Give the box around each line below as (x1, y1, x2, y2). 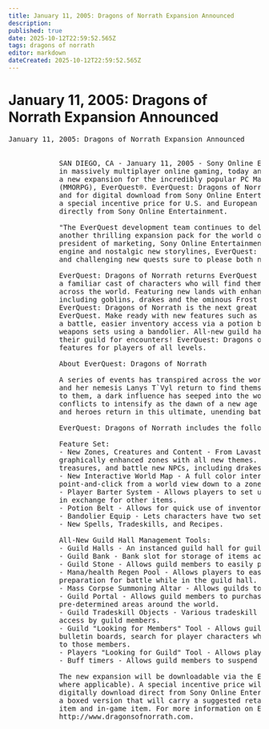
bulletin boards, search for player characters (58, 631, 250, 641)
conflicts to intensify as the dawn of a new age (58, 399, 258, 408)
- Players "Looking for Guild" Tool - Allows (58, 647, 241, 657)
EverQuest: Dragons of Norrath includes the (58, 423, 237, 432)
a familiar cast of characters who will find (58, 278, 241, 288)
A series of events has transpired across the (58, 375, 246, 384)
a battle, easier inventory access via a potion (58, 318, 254, 328)
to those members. (58, 639, 131, 649)
